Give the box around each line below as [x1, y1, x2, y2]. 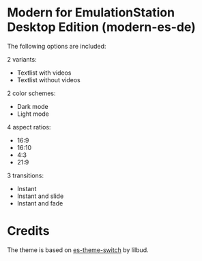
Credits [7, 223, 50, 239]
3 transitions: [7, 171, 44, 179]
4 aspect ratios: [7, 123, 51, 131]
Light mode [16, 110, 49, 118]
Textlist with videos [16, 69, 72, 77]
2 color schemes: [7, 89, 56, 97]
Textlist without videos [16, 75, 81, 84]
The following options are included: [7, 42, 106, 50]
